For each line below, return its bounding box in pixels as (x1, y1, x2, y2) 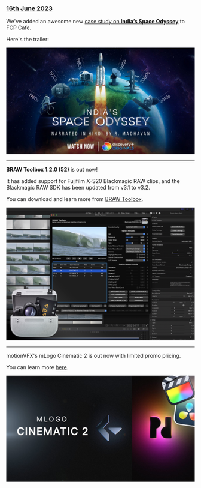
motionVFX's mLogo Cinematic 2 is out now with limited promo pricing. (6, 352, 181, 359)
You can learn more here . (6, 363, 69, 370)
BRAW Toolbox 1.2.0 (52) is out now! (6, 166, 98, 173)
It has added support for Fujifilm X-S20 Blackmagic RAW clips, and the (6, 177, 181, 184)
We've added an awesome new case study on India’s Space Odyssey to (6, 18, 185, 25)
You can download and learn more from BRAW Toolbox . (6, 195, 144, 202)
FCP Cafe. (6, 24, 32, 31)
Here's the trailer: (6, 36, 50, 43)
